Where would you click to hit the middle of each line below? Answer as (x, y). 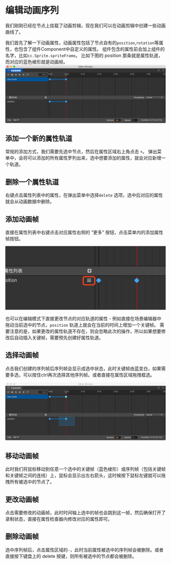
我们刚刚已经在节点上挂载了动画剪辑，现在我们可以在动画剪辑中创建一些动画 (85, 25)
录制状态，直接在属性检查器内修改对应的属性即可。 (59, 519)
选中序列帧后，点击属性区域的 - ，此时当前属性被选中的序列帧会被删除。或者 (84, 550)
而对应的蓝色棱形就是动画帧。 (36, 62)
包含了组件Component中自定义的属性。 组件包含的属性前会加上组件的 (92, 49)
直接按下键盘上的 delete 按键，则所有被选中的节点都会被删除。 (71, 556)
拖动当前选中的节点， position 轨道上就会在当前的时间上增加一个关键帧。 (82, 325)
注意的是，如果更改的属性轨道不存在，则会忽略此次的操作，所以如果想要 (85, 331)
